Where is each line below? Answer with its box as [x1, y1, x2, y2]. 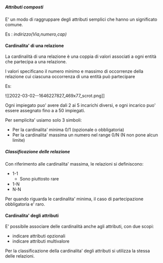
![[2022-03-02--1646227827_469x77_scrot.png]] [5, 93, 105, 99]
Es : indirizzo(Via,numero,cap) [5, 31, 67, 37]
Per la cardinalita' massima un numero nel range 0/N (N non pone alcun [12, 132, 158, 138]
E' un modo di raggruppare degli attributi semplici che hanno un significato [5, 16, 158, 22]
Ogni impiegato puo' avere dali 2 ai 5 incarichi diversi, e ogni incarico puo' [5, 102, 156, 108]
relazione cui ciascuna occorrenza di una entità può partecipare [5, 74, 135, 80]
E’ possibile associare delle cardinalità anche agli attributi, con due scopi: [5, 223, 154, 229]
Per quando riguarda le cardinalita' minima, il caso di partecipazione [5, 196, 144, 202]
